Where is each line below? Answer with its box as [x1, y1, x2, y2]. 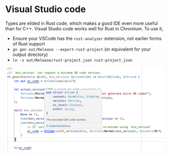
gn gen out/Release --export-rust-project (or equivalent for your [12, 46, 151, 52]
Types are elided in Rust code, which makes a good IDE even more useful [5, 20, 158, 26]
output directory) [12, 51, 48, 58]
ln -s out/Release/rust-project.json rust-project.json [12, 58, 133, 63]
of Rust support [12, 40, 45, 46]
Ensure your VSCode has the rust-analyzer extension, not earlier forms [12, 35, 162, 41]
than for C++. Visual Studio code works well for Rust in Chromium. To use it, [5, 25, 163, 31]
